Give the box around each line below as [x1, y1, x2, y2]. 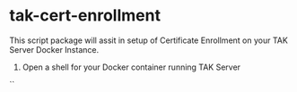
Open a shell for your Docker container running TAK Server [22, 62, 240, 72]
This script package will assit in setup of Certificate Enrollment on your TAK [9, 35, 289, 46]
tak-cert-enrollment [9, 5, 162, 26]
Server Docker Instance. [9, 44, 100, 54]
